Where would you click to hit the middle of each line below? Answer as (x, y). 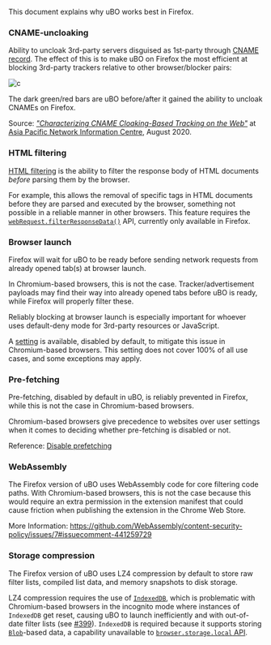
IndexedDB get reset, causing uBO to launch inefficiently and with (116, 615)
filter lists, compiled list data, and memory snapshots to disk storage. (123, 582)
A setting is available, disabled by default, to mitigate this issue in (117, 341)
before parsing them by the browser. (69, 179)
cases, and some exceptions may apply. (75, 358)
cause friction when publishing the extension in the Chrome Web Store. (127, 510)
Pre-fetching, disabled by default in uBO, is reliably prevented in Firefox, (128, 398)
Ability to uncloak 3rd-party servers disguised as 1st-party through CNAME (133, 50)
